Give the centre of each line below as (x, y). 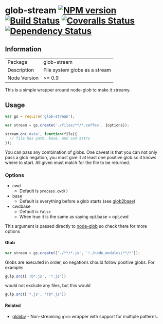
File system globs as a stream (77, 70)
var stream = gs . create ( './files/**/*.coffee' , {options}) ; (67, 125)
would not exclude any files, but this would (48, 286)
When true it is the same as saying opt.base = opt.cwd (74, 217)
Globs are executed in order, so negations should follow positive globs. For (80, 262)
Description (21, 70)
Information (23, 49)
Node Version (23, 78)
